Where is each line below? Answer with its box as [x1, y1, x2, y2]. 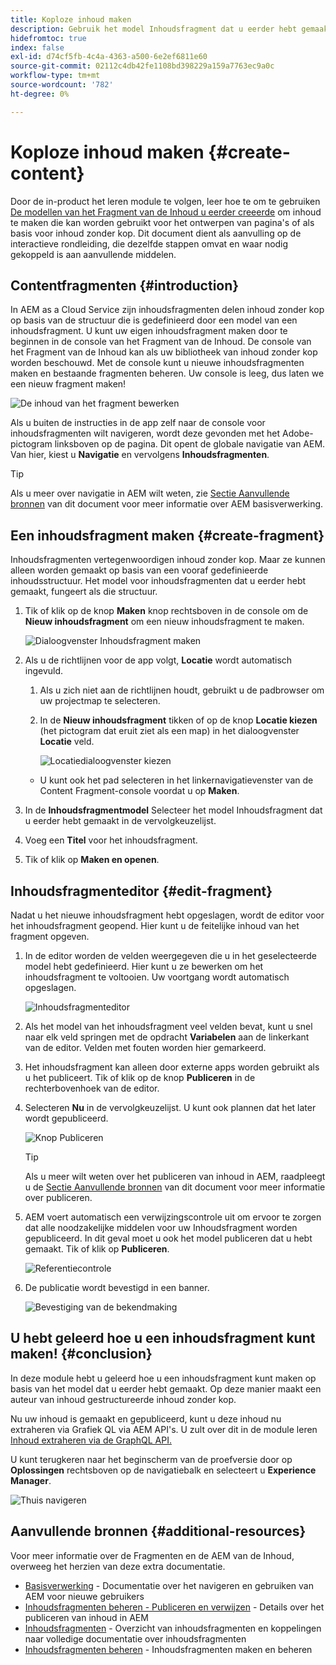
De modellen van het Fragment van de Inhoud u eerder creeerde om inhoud [10, 206, 322, 218]
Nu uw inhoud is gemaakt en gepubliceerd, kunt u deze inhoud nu [10, 1412, 282, 1425]
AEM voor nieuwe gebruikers [24, 1590, 145, 1602]
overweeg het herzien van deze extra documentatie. [10, 1560, 226, 1572]
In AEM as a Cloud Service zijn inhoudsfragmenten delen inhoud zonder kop [10, 304, 325, 316]
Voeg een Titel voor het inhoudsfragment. [24, 834, 198, 846]
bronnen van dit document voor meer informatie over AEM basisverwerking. [10, 498, 324, 510]
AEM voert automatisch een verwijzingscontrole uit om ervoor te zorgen [24, 1211, 322, 1223]
